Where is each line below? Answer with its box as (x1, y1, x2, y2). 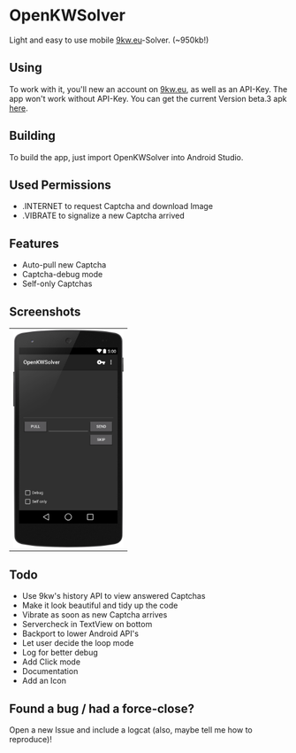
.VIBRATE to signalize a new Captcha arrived (21, 210, 185, 221)
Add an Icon (21, 675, 67, 687)
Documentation (21, 666, 79, 677)
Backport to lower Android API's (21, 628, 140, 639)
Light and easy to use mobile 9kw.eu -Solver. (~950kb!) (9, 35, 209, 45)
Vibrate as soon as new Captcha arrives (21, 609, 168, 620)
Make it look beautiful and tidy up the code (21, 600, 178, 611)
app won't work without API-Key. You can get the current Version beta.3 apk (9, 93, 287, 104)
